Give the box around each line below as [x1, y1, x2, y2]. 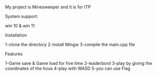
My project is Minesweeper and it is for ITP [5, 4, 91, 10]
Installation [5, 32, 27, 38]
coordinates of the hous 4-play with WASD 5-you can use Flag [5, 65, 130, 71]
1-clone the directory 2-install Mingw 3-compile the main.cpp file [5, 42, 135, 47]
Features [5, 51, 23, 57]
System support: [5, 14, 38, 19]
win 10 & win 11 [5, 23, 35, 29]
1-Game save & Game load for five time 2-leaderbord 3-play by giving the [5, 61, 152, 66]
